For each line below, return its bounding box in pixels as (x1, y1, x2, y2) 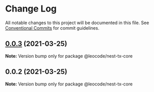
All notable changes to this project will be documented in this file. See (5, 20, 149, 26)
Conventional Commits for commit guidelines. (5, 25, 99, 31)
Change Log (5, 3, 57, 15)
